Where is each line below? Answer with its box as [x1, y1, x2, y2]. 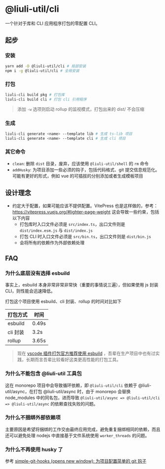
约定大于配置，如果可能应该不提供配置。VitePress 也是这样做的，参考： [12, 203, 159, 209]
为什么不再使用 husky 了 [5, 446, 63, 453]
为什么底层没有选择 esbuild [5, 270, 70, 277]
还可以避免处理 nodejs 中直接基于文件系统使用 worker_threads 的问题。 [5, 432, 150, 438]
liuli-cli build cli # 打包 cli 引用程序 [5, 97, 87, 102]
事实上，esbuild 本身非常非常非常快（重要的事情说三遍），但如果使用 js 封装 [5, 282, 159, 288]
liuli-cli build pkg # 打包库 [5, 92, 65, 97]
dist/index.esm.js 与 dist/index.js [19, 227, 93, 233]
